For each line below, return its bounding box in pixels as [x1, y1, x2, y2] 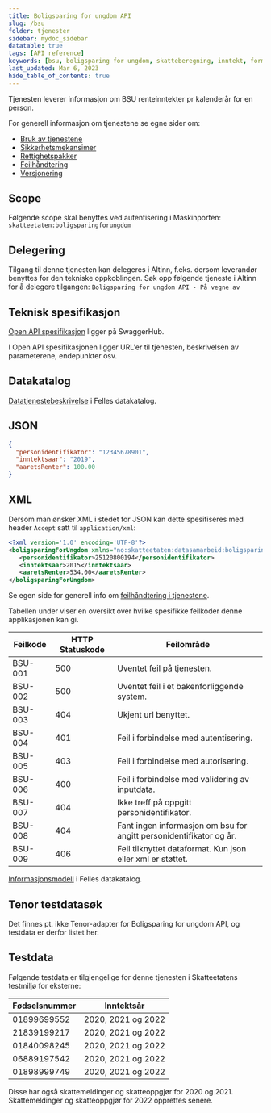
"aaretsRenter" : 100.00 [15, 463, 95, 471]
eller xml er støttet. [116, 853, 188, 864]
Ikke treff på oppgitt [116, 797, 192, 808]
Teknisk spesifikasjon [8, 305, 121, 319]
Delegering [8, 243, 66, 257]
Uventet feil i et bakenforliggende [116, 681, 244, 692]
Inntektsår [104, 1000, 145, 1011]
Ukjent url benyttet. [116, 709, 190, 721]
